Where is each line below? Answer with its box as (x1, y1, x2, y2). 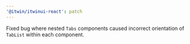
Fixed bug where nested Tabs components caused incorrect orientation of (6, 25, 185, 32)
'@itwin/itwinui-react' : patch (6, 8, 83, 15)
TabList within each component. (6, 31, 84, 38)
